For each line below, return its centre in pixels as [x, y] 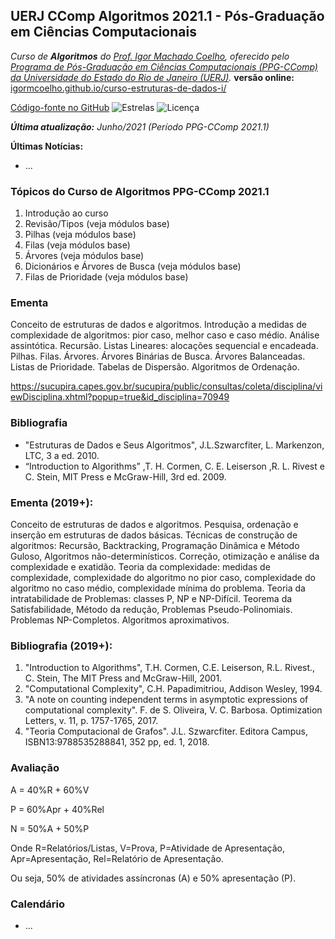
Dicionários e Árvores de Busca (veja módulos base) [133, 266]
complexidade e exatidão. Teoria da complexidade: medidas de [140, 567]
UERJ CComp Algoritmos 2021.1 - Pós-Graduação [167, 16]
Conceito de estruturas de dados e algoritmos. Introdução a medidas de [158, 325]
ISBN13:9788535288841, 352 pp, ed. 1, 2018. [117, 742]
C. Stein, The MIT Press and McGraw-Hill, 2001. [123, 678]
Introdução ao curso [66, 213]
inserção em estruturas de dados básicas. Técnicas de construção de [154, 535]
